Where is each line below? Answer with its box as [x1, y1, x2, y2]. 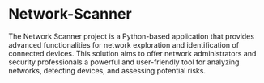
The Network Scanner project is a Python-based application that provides [8, 31, 255, 41]
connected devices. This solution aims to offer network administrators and [8, 48, 257, 58]
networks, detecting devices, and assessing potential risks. [8, 65, 207, 75]
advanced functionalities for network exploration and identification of [8, 39, 240, 49]
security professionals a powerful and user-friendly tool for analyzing [8, 57, 240, 67]
